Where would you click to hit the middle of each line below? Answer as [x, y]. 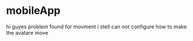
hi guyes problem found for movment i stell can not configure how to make [96, 27]
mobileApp [33, 11]
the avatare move [27, 32]
